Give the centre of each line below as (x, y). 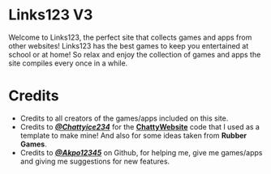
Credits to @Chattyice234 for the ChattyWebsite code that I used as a (140, 126)
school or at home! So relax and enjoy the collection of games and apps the (135, 54)
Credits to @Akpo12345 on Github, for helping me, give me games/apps (141, 152)
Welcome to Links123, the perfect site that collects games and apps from (130, 37)
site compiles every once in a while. (68, 63)
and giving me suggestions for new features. (95, 161)
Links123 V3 (51, 15)
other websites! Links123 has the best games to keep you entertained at (129, 45)
